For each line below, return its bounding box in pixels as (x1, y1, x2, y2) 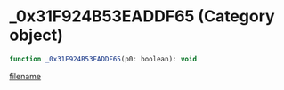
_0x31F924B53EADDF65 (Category (9, 6, 275, 27)
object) (9, 25, 64, 45)
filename (9, 70, 42, 81)
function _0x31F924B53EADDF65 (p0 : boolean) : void (9, 54, 198, 63)
